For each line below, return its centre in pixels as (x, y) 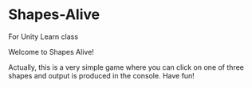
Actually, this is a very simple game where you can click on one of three (126, 67)
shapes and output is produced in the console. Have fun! (102, 75)
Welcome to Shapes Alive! (51, 52)
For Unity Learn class (43, 36)
